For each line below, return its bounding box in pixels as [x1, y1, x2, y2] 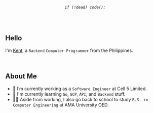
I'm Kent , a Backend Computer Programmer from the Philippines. [5, 47, 133, 53]
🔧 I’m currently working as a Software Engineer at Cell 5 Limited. [12, 86, 147, 92]
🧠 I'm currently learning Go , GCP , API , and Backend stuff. [12, 91, 126, 97]
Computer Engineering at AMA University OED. [12, 102, 109, 108]
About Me [5, 72, 37, 81]
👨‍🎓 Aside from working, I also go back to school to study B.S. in [12, 96, 148, 102]
